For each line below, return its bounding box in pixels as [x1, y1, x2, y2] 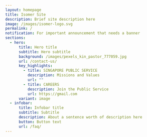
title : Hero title [18, 45, 57, 50]
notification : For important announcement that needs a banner [5, 31, 140, 36]
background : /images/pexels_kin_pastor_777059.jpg [18, 54, 127, 59]
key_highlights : [18, 63, 53, 68]
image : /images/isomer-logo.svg [5, 21, 73, 27]
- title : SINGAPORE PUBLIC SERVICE [23, 68, 98, 73]
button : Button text [18, 119, 62, 124]
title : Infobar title [18, 105, 64, 110]
